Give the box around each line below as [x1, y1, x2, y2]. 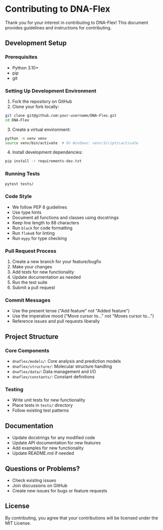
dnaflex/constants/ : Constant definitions [12, 374, 95, 380]
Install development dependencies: [12, 149, 83, 155]
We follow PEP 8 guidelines [12, 204, 67, 210]
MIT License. [5, 520, 31, 526]
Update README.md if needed [12, 450, 74, 456]
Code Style [5, 193, 32, 200]
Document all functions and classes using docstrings [12, 214, 119, 221]
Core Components [5, 347, 50, 354]
